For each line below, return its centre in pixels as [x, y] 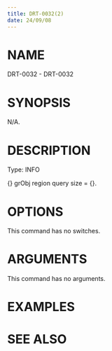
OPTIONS [35, 212]
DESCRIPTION [49, 150]
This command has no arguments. [56, 279]
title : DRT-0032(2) [36, 14]
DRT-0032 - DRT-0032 [41, 74]
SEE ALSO [37, 339]
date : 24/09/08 [29, 20]
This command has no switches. [54, 231]
